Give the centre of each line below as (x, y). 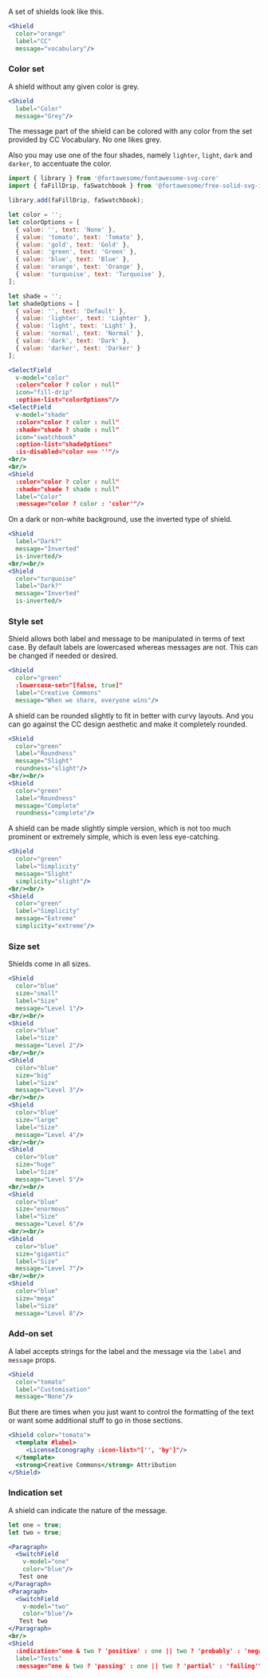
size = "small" (37, 994)
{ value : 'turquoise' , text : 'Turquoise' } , (91, 274)
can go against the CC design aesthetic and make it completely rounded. (128, 724)
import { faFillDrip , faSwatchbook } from (80, 186)
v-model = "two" (46, 1606)
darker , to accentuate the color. (60, 164)
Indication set (35, 1493)
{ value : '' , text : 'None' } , (65, 230)
